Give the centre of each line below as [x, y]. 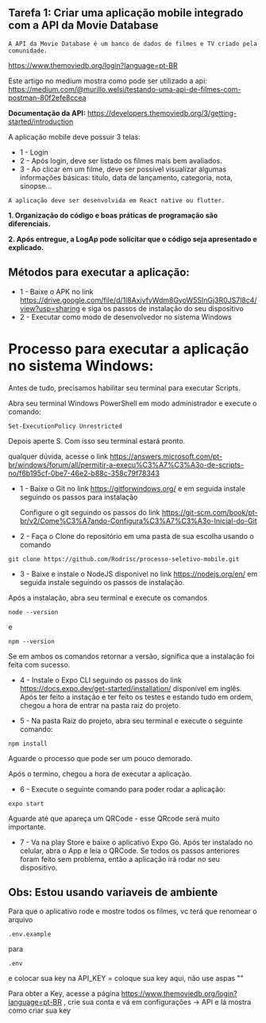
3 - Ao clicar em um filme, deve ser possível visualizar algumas [123, 169]
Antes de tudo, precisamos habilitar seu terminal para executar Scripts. [124, 387]
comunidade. [28, 51]
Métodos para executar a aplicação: [99, 273]
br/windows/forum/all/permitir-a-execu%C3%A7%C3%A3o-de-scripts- [126, 464]
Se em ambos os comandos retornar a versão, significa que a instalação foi [131, 656]
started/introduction [41, 121]
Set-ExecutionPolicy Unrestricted [66, 426]
